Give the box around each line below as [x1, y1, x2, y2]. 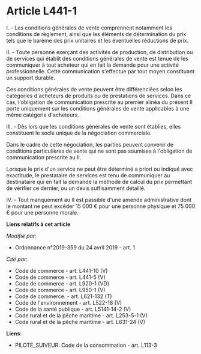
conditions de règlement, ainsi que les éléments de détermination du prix [6, 30, 187, 37]
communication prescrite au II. [6, 153, 82, 160]
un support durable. [6, 74, 55, 81]
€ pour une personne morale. [6, 209, 79, 216]
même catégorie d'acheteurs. [6, 111, 79, 118]
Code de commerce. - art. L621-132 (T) [14, 293, 112, 300]
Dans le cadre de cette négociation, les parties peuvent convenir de [6, 141, 174, 148]
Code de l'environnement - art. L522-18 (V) [14, 299, 122, 306]
